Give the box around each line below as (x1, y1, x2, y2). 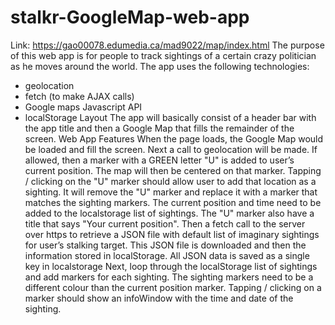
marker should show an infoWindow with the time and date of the (24, 292, 294, 304)
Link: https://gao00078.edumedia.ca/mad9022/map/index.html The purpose (10, 39, 325, 51)
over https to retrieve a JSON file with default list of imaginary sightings (24, 228, 320, 240)
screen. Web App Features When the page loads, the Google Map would (24, 132, 324, 145)
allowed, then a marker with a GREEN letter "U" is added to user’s (24, 154, 295, 166)
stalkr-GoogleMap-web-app (10, 6, 250, 29)
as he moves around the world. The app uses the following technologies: (10, 60, 310, 72)
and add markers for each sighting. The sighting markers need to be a (24, 271, 314, 283)
